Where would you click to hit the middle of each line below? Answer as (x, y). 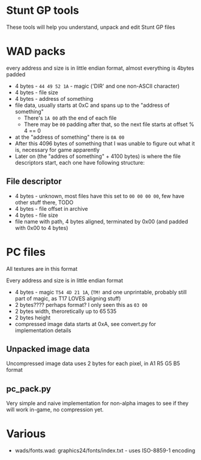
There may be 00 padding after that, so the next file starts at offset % (109, 124)
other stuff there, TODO (44, 202)
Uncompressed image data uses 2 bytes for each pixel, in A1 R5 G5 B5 (93, 363)
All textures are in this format (42, 268)
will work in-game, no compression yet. (55, 410)
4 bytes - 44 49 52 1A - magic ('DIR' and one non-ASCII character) (97, 86)
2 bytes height (33, 317)
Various (26, 434)
